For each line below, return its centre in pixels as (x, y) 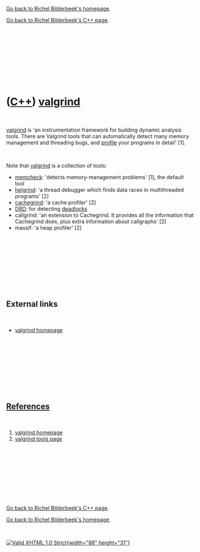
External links (32, 304)
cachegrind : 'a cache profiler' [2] (55, 202)
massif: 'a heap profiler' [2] (48, 227)
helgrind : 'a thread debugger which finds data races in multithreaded (99, 189)
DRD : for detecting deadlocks (51, 208)
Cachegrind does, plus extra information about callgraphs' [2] (90, 221)
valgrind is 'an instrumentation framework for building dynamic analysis (94, 130)
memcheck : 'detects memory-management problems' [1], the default (99, 177)
